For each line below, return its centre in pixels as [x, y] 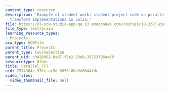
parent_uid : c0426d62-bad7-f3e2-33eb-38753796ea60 [60, 57]
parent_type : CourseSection [35, 52]
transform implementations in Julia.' [51, 19]
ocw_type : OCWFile [25, 43]
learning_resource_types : [32, 33]
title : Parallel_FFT [27, 66]
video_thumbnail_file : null [39, 80]
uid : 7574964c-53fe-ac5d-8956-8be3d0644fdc [52, 71]
